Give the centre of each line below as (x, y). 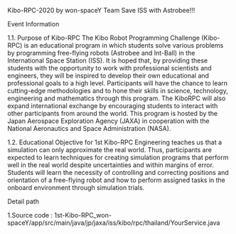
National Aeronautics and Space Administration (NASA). (89, 128)
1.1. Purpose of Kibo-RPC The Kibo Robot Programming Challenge (104, 38)
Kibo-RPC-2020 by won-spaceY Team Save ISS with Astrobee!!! (101, 10)
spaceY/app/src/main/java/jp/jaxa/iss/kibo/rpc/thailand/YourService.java (114, 223)
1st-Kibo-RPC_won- (83, 215)
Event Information (33, 24)
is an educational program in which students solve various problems (124, 45)
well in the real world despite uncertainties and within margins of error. (111, 165)
